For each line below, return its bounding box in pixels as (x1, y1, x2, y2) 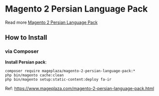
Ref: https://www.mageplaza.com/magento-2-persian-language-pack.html (5, 85, 154, 91)
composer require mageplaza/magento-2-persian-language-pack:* (5, 68, 136, 73)
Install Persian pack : (5, 59, 47, 65)
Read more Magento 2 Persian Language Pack (5, 19, 98, 25)
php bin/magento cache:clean (5, 73, 64, 78)
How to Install (5, 33, 48, 42)
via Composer (5, 48, 39, 55)
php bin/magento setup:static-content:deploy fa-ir (5, 77, 111, 82)
